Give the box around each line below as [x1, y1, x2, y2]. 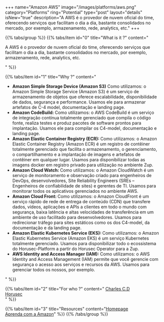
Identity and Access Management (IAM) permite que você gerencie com [12, 256, 159, 262]
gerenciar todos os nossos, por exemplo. [12, 267, 95, 273]
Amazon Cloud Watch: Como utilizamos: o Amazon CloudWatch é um [12, 167, 154, 173]
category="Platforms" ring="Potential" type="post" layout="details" [5, 9, 142, 15]
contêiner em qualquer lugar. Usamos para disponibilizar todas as [12, 157, 145, 162]
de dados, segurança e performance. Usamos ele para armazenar [12, 99, 146, 105]
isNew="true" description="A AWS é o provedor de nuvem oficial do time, [5, 15, 155, 20]
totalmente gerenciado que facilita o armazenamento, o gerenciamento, [12, 146, 158, 152]
